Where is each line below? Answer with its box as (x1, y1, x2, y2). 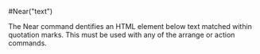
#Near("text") (8, 7, 53, 16)
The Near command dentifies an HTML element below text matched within (8, 22, 253, 31)
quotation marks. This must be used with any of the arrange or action (8, 31, 235, 39)
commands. (8, 38, 48, 48)
